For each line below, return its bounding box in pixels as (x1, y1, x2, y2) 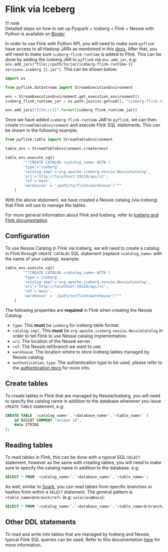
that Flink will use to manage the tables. (5, 202, 87, 209)
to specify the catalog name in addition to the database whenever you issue (5, 398, 161, 404)
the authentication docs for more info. (12, 364, 91, 371)
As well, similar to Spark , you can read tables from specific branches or (5, 483, 152, 489)
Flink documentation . (5, 217, 49, 224)
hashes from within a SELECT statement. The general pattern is (5, 489, 133, 495)
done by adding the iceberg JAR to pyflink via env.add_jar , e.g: (5, 56, 137, 62)
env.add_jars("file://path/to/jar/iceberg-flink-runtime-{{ (5, 62, 133, 67)
